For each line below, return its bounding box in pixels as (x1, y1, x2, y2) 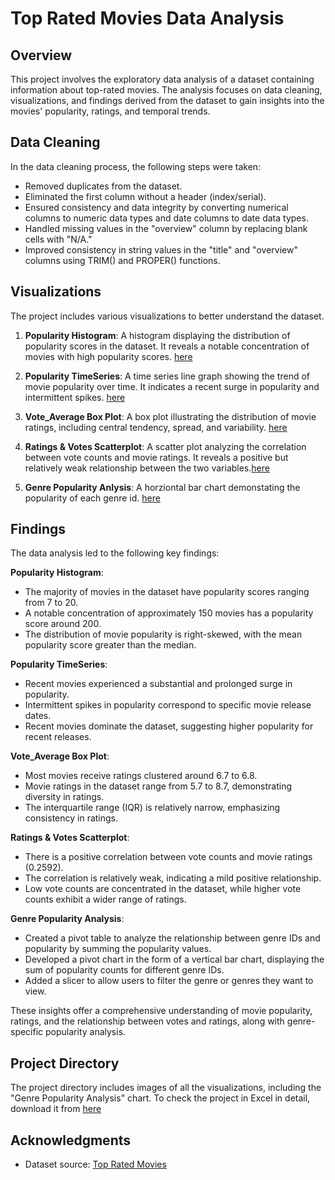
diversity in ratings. (24, 791, 105, 803)
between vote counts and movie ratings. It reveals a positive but (24, 451, 289, 463)
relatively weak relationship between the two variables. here (24, 462, 270, 474)
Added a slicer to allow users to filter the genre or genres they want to (24, 975, 314, 987)
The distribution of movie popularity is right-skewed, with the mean (24, 628, 303, 641)
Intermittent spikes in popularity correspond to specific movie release (24, 699, 312, 711)
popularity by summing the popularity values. (24, 943, 212, 955)
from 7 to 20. (24, 597, 79, 609)
